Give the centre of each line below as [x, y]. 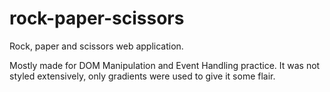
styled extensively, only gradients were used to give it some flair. [142, 76]
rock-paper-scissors [97, 18]
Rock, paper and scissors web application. [96, 46]
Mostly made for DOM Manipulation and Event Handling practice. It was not [165, 65]
